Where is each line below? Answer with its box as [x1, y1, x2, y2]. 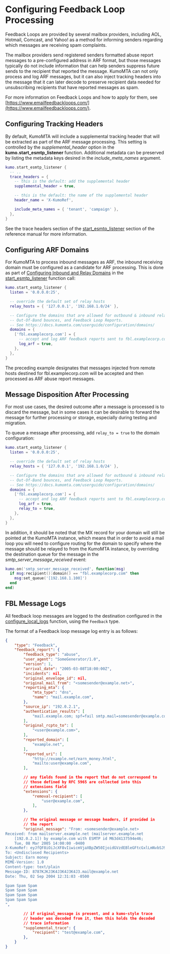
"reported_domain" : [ [23, 737, 69, 742]
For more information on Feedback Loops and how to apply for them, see [5, 94, 158, 100]
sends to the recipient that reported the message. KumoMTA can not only [5, 68, 158, 74]
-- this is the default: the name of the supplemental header [14, 193, 148, 198]
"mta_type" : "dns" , [32, 690, 73, 695]
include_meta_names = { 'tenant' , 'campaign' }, [14, 207, 119, 212]
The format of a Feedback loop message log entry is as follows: [5, 628, 138, 634]
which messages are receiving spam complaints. [5, 42, 107, 48]
